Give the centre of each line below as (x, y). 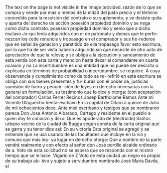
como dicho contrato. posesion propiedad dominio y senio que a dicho (78, 28)
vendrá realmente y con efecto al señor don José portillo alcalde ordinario (81, 145)
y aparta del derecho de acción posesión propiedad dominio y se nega (78, 23)
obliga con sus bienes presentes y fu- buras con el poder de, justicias (77, 81)
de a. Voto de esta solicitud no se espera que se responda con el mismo (79, 150)
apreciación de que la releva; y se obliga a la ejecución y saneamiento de (80, 55)
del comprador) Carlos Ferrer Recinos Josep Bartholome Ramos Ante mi (79, 97)
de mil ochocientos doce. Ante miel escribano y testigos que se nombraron (82, 108)
